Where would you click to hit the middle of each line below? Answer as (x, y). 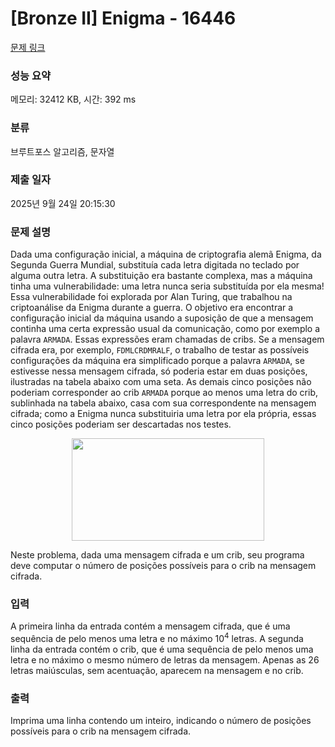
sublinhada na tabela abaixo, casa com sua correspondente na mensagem (163, 403)
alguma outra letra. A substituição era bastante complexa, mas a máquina (161, 276)
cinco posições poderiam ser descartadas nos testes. (121, 424)
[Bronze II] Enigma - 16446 (123, 18)
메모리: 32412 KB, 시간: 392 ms (73, 99)
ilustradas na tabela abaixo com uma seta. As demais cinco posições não (161, 382)
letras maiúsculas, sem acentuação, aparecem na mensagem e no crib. (157, 671)
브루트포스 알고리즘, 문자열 (62, 151)
